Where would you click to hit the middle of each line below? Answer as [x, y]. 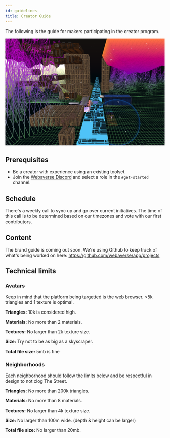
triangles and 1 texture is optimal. [40, 302]
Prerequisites [27, 160]
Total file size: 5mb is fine [32, 351]
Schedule [21, 198]
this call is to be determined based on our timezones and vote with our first [83, 216]
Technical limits [31, 271]
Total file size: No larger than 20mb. [43, 430]
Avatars [15, 286]
